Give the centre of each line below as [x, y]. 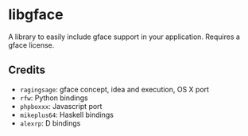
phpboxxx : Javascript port [61, 106]
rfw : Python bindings [54, 98]
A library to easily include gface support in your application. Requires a [124, 37]
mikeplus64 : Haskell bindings [66, 115]
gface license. [31, 45]
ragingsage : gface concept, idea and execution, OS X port [114, 89]
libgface [36, 15]
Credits [27, 70]
